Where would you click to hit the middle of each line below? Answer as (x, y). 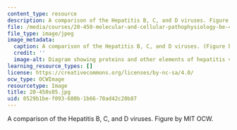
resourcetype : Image (38, 86)
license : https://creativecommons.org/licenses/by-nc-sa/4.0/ (101, 72)
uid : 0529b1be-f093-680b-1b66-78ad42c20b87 (72, 99)
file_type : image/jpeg (41, 33)
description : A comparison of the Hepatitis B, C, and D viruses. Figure (118, 20)
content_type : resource (42, 14)
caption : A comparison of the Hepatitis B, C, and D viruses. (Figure (120, 46)
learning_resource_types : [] (50, 66)
